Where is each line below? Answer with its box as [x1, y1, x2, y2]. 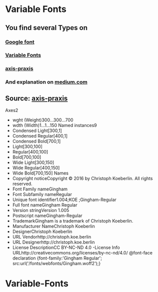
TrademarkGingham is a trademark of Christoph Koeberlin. [12, 218, 133, 224]
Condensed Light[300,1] [12, 127, 62, 133]
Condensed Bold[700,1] [12, 138, 61, 144]
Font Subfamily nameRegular [12, 191, 72, 197]
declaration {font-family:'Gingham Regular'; [12, 255, 102, 261]
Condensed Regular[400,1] [12, 133, 68, 139]
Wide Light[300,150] [12, 159, 54, 165]
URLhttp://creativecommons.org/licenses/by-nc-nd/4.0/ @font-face [12, 250, 152, 256]
